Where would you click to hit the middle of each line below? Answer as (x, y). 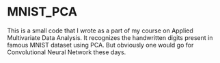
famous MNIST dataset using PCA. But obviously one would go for (100, 45)
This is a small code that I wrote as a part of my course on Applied (100, 30)
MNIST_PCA (42, 12)
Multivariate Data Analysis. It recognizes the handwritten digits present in (110, 37)
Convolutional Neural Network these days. (67, 52)
